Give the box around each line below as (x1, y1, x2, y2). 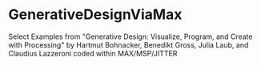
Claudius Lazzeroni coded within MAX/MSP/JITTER (8, 48, 178, 58)
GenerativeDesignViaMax (8, 6, 183, 24)
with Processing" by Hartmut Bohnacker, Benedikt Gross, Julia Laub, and (8, 40, 249, 49)
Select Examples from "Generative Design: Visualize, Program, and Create (8, 32, 253, 41)
